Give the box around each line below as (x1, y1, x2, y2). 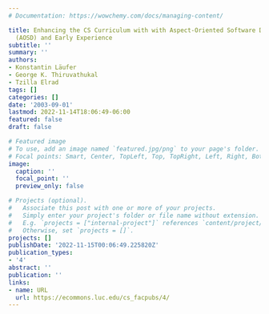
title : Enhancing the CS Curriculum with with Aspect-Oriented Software (8, 26, 256, 34)
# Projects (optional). (8, 197, 88, 205)
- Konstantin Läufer (8, 63, 78, 72)
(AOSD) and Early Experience (15, 34, 113, 42)
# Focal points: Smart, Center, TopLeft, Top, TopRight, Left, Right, (8, 152, 249, 160)
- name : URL (8, 286, 48, 294)
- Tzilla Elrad (8, 78, 59, 87)
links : (8, 278, 30, 287)
